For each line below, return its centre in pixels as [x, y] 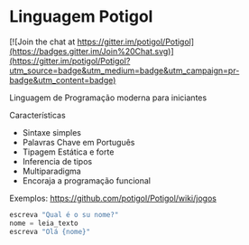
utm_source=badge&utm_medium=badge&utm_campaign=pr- [124, 71]
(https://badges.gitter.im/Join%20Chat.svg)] [92, 51]
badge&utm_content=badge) [63, 80]
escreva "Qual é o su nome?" [64, 214]
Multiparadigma [51, 171]
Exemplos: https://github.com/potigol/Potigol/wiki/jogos [113, 198]
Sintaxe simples [51, 132]
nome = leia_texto [44, 223]
